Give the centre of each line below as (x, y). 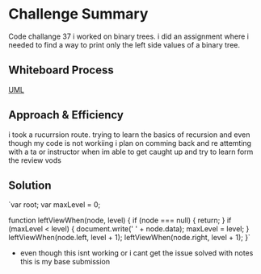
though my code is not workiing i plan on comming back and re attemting (130, 143)
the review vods (35, 160)
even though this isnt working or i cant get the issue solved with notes (137, 253)
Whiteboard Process (61, 71)
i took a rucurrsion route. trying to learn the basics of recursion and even (129, 135)
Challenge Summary (78, 14)
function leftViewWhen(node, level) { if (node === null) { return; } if (120, 220)
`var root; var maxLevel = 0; (55, 205)
